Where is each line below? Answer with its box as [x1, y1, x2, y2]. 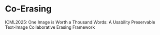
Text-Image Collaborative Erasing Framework [5, 24, 95, 30]
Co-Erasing [5, 3, 52, 14]
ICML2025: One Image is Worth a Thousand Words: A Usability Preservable [5, 19, 156, 25]
